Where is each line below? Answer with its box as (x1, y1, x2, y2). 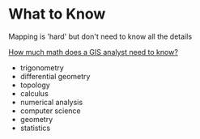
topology (19, 80, 50, 90)
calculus (19, 88, 49, 98)
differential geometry (19, 71, 91, 81)
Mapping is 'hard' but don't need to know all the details (8, 32, 193, 41)
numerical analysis (19, 97, 83, 107)
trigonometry (19, 62, 65, 73)
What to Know (8, 5, 106, 23)
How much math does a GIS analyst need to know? (8, 47, 178, 57)
